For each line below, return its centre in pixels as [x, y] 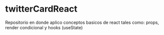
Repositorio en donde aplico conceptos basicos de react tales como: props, [82, 22]
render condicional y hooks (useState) [44, 27]
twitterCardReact [41, 9]
